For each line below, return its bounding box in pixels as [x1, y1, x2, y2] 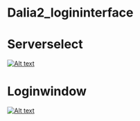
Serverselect [7, 37, 83, 53]
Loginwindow [7, 84, 87, 100]
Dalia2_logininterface [7, 5, 134, 21]
